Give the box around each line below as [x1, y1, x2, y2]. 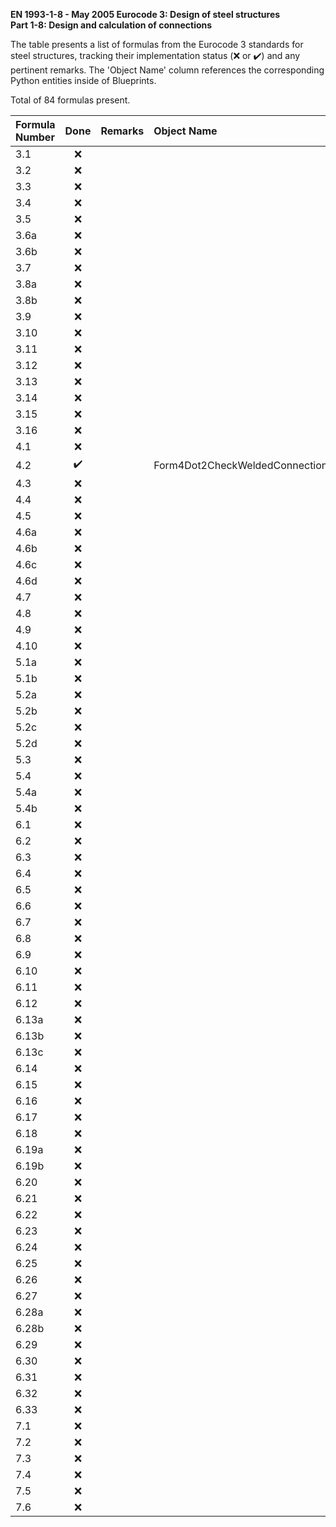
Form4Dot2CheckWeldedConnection [153, 458, 328, 472]
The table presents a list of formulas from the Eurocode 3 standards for [10, 39, 304, 50]
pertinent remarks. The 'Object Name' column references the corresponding [10, 64, 325, 76]
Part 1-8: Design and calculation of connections [10, 19, 213, 31]
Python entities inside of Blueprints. [10, 75, 157, 86]
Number [15, 130, 55, 144]
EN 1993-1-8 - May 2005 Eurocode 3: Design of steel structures [10, 9, 281, 20]
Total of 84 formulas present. [10, 94, 131, 106]
